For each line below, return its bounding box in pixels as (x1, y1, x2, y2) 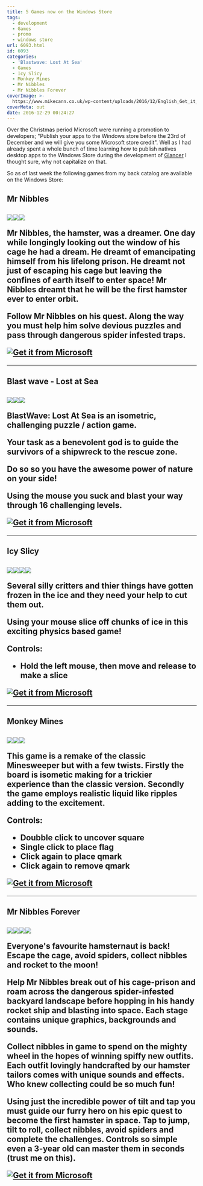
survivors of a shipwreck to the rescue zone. (7, 446, 178, 457)
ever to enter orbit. (7, 294, 79, 304)
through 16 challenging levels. (7, 500, 122, 510)
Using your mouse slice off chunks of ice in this (7, 617, 189, 627)
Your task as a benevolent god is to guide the (7, 437, 179, 448)
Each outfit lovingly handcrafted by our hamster (7, 1061, 190, 1071)
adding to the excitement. (7, 797, 105, 808)
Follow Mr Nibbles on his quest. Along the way (7, 311, 184, 322)
